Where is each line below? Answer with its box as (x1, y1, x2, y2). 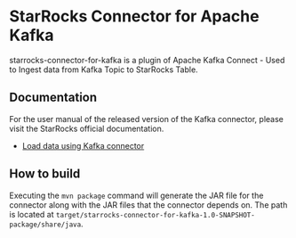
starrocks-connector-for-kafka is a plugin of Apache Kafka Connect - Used (9, 54, 285, 65)
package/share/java (9, 220, 82, 229)
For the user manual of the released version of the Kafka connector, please (9, 113, 284, 124)
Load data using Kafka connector (21, 140, 145, 151)
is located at (9, 209, 55, 219)
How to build (9, 167, 81, 182)
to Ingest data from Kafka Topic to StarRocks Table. (9, 64, 198, 75)
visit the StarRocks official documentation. (9, 123, 164, 134)
